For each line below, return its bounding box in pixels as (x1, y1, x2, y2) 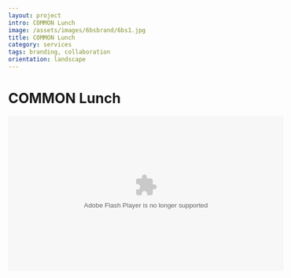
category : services (8, 41, 72, 49)
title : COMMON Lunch (8, 33, 76, 42)
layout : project (8, 11, 61, 20)
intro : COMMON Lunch (8, 19, 76, 27)
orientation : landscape (8, 56, 87, 64)
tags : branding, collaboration (8, 48, 111, 56)
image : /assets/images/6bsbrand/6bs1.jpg (8, 26, 146, 34)
